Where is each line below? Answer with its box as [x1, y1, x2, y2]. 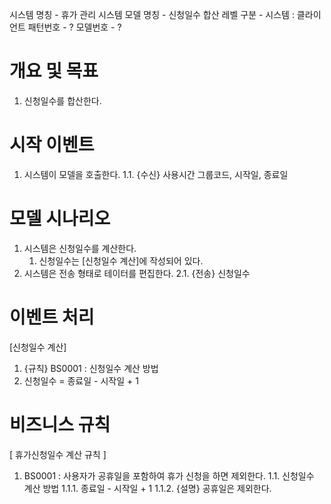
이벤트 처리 [9, 306, 95, 328]
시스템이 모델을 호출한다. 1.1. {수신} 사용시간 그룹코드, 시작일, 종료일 [23, 168, 289, 180]
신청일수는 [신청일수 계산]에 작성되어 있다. [38, 254, 204, 267]
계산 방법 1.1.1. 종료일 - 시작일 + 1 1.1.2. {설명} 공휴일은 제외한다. [23, 482, 272, 494]
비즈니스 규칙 [9, 413, 111, 436]
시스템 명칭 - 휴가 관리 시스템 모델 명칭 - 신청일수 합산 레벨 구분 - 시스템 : [9, 9, 295, 20]
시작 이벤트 [9, 134, 95, 157]
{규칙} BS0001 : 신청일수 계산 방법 [23, 362, 159, 374]
